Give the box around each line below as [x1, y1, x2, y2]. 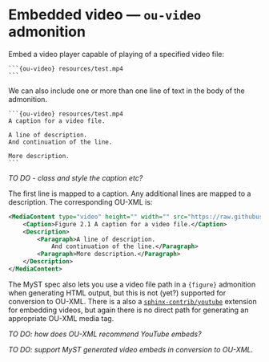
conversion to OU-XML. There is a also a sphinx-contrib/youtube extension [8, 296, 258, 306]
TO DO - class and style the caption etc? [8, 173, 143, 182]
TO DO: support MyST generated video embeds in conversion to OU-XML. [8, 344, 254, 354]
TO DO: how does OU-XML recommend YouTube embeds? [8, 329, 202, 339]
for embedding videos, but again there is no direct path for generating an [8, 305, 249, 315]
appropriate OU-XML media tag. [8, 313, 114, 323]
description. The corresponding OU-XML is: [8, 197, 153, 206]
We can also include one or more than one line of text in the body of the [8, 86, 246, 96]
